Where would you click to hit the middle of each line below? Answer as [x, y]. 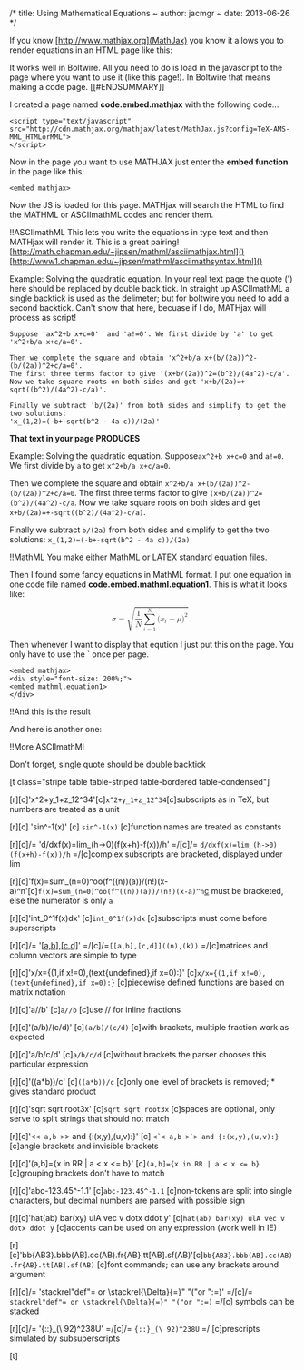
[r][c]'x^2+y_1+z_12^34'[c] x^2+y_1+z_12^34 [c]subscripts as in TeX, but [139, 799]
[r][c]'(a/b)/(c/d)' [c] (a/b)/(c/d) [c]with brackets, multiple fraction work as [149, 1027]
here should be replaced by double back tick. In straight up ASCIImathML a [150, 288]
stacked [25, 1311]
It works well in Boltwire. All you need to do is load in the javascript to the [146, 68]
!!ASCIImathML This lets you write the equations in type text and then [139, 232]
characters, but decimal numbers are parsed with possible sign [127, 1200]
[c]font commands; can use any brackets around [188, 1264]
